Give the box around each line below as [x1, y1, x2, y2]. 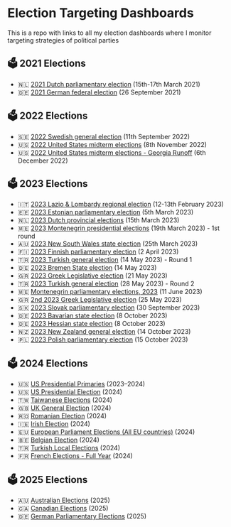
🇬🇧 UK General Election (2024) [17, 403, 112, 413]
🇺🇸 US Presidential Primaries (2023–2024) [17, 380, 146, 389]
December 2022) [17, 156, 68, 165]
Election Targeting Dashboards [7, 5, 194, 21]
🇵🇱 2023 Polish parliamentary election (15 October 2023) [17, 335, 188, 344]
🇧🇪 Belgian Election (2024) [17, 435, 100, 445]
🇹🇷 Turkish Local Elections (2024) [17, 444, 121, 452]
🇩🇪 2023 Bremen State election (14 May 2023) [17, 263, 157, 272]
